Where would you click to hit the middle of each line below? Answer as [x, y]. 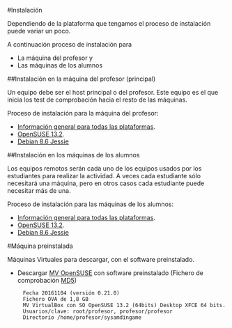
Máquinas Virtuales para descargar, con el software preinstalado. [101, 259]
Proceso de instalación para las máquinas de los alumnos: [91, 204]
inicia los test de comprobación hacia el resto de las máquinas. [98, 100]
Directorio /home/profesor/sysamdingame [82, 318]
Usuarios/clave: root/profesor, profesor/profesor [98, 311]
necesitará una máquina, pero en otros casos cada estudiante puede [106, 183]
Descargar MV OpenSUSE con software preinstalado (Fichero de [110, 273]
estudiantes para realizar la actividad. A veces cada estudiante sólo [104, 176]
